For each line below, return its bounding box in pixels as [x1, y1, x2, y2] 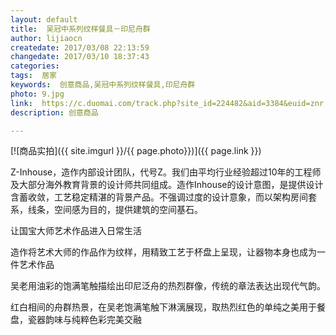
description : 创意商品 [10, 107, 99, 118]
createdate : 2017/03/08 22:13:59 [10, 42, 150, 53]
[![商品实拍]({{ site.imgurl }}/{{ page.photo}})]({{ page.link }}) [10, 145, 262, 157]
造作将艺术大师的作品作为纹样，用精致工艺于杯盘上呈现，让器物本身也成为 [10, 246, 317, 258]
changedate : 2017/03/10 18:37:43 [10, 52, 150, 62]
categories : [10, 61, 60, 71]
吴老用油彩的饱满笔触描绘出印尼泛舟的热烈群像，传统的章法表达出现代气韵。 [10, 280, 326, 292]
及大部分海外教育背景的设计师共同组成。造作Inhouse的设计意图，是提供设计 [10, 179, 324, 191]
